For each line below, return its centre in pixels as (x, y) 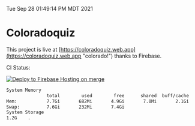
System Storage (25, 112)
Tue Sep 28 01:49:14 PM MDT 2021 (49, 9)
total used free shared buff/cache (118, 95)
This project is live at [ (34, 49)
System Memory (24, 90)
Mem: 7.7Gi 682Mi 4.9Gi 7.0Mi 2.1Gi (97, 101)
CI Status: (18, 67)
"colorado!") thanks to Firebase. (122, 56)
